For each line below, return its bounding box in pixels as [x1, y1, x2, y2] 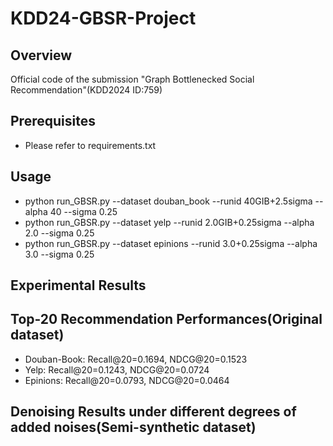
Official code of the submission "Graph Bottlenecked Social [10, 73, 255, 85]
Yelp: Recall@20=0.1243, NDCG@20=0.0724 [24, 363, 210, 376]
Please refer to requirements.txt [24, 139, 157, 151]
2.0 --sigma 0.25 [24, 227, 95, 239]
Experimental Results [10, 277, 147, 294]
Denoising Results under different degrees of [10, 403, 297, 421]
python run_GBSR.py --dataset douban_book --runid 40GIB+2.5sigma [24, 195, 313, 207]
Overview [10, 47, 73, 64]
